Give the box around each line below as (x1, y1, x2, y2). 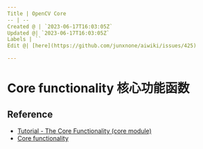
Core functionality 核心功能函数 (7, 80, 190, 96)
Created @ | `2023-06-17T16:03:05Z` (7, 23, 113, 30)
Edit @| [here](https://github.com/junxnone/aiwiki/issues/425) (7, 42, 197, 49)
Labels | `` (7, 36, 42, 43)
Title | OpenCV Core (7, 10, 67, 17)
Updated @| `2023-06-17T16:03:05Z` (7, 29, 110, 37)
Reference (7, 108, 53, 120)
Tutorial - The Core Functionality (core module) (17, 127, 152, 135)
